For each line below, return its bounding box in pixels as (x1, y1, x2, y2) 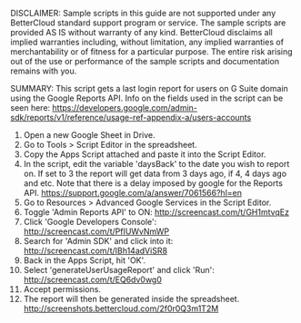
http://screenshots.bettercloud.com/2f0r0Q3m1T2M (23, 303, 219, 314)
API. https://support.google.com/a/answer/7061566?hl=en (23, 188, 242, 198)
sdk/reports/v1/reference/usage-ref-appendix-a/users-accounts (10, 113, 252, 122)
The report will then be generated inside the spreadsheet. (23, 294, 240, 304)
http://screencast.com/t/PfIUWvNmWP (23, 226, 170, 237)
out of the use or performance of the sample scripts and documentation (10, 56, 280, 66)
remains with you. (10, 65, 77, 76)
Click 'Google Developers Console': (23, 217, 157, 227)
